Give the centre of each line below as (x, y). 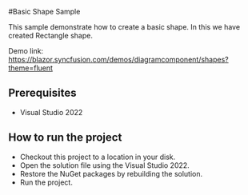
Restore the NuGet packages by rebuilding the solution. (111, 173)
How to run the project (65, 138)
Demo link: (26, 51)
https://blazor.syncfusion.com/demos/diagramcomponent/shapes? (119, 60)
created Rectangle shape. (51, 36)
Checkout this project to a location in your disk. (98, 157)
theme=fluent (31, 68)
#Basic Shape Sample (44, 12)
